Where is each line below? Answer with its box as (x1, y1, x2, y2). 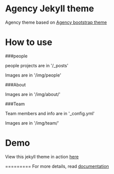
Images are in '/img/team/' (5, 120, 59, 126)
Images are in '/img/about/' (5, 91, 61, 97)
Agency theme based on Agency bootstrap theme (5, 19, 107, 25)
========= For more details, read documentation (5, 163, 109, 169)
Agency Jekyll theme (5, 3, 94, 14)
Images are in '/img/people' (5, 72, 61, 78)
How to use (5, 37, 53, 48)
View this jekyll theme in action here (5, 154, 79, 160)
